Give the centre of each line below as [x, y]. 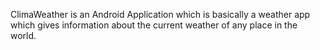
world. [23, 35]
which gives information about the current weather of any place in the [154, 25]
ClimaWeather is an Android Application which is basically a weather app [160, 14]
